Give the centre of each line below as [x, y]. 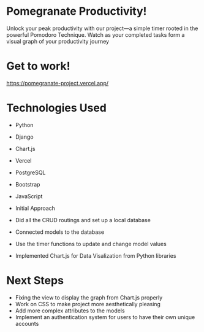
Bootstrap [28, 184]
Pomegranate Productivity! [77, 11]
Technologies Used [57, 108]
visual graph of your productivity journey [58, 41]
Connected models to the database [60, 232]
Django [24, 137]
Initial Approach [35, 208]
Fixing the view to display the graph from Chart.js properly [89, 297]
